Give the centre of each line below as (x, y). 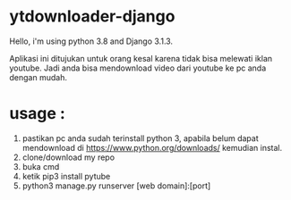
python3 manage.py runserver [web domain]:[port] (116, 186)
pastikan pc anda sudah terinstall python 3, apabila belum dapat (141, 138)
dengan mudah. (38, 77)
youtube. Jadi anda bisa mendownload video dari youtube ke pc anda (138, 68)
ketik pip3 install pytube (66, 176)
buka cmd (41, 166)
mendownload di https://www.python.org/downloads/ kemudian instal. (152, 147)
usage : (37, 114)
